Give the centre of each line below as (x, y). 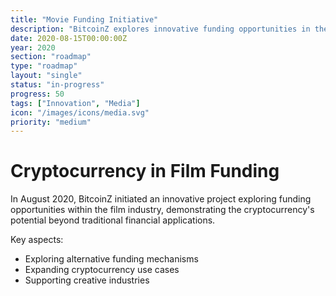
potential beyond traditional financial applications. (113, 220)
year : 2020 (33, 47)
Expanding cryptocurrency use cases (102, 270)
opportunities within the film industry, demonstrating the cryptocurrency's (162, 210)
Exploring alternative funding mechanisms (111, 259)
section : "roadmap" (51, 57)
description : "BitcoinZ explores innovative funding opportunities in (160, 29)
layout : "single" (46, 76)
